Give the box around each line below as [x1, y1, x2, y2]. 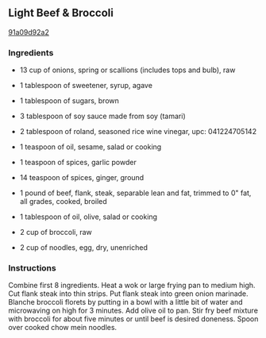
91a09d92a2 [8, 27, 49, 36]
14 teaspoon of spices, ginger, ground [19, 173, 145, 182]
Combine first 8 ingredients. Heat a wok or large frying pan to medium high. [8, 281, 256, 290]
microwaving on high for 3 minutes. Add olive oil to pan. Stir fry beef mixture [8, 305, 258, 316]
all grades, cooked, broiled [19, 197, 107, 206]
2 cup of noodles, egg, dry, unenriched [19, 243, 148, 252]
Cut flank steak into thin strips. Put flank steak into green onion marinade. [8, 289, 249, 298]
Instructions [8, 263, 57, 274]
